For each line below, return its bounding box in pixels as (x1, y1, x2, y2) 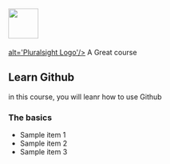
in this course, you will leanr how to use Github (8, 92, 162, 102)
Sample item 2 (19, 138, 68, 148)
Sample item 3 (19, 147, 68, 157)
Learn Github (8, 70, 75, 84)
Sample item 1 (19, 130, 66, 140)
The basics (8, 112, 53, 123)
